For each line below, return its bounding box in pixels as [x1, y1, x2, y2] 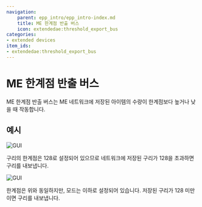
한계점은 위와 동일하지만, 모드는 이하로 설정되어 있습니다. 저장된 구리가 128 [6, 186, 184, 194]
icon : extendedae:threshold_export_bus [17, 26, 119, 32]
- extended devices [6, 37, 56, 43]
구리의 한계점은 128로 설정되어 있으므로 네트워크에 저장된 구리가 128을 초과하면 [6, 154, 195, 161]
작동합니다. [19, 105, 46, 113]
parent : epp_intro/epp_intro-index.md [17, 15, 116, 21]
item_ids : [6, 43, 32, 49]
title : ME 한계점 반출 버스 [17, 20, 80, 26]
